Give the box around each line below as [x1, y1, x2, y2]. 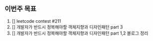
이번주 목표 [4, 4, 37, 13]
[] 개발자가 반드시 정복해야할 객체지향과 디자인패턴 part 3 [11, 24, 123, 30]
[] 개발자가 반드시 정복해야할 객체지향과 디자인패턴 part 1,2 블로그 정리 [11, 30, 149, 36]
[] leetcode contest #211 [11, 18, 62, 24]
